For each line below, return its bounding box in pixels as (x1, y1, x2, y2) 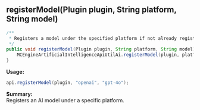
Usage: (6, 68, 25, 76)
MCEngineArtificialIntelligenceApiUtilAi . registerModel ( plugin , (17, 52, 180, 58)
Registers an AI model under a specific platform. (6, 96, 125, 103)
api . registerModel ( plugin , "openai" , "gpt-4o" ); (6, 80, 129, 86)
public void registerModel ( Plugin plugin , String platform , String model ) (6, 46, 196, 52)
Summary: (6, 90, 33, 98)
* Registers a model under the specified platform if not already (8, 35, 177, 41)
